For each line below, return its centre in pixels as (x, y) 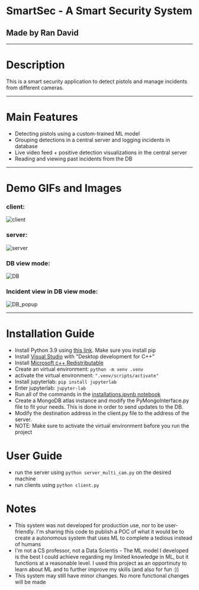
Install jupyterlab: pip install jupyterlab (65, 382)
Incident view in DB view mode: (52, 291)
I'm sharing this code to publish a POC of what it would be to (110, 532)
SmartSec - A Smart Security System (99, 11)
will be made (30, 582)
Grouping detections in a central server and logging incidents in (92, 140)
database (26, 146)
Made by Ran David (42, 33)
